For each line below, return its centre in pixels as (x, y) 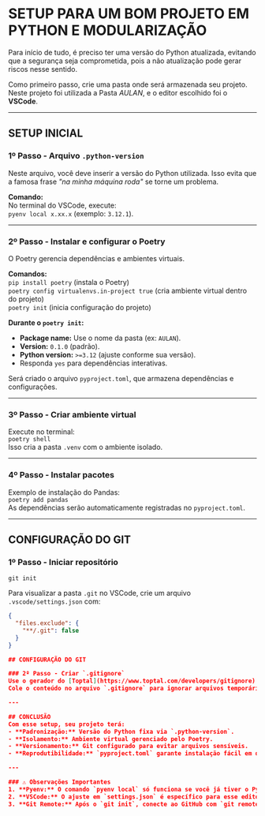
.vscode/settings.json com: (54, 601)
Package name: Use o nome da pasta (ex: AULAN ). (100, 338)
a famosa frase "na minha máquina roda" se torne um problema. (114, 182)
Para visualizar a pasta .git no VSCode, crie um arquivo (100, 593)
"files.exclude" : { (47, 623)
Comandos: (28, 274)
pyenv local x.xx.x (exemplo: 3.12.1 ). (71, 213)
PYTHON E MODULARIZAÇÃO (108, 30)
